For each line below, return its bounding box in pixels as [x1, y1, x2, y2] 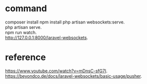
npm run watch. [5, 29, 37, 35]
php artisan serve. [5, 24, 42, 30]
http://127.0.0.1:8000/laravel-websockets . [5, 35, 88, 41]
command [5, 3, 48, 14]
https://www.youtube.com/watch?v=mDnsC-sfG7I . [5, 68, 108, 74]
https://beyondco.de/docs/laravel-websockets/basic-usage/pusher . [5, 73, 142, 79]
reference [5, 52, 46, 63]
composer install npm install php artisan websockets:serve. [5, 19, 125, 25]
